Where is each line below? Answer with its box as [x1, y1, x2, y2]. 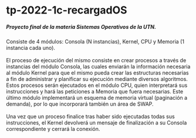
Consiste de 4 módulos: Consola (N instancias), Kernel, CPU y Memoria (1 [6, 38, 185, 45]
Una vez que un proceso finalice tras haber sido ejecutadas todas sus [6, 113, 175, 120]
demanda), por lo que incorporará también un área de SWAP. [6, 100, 154, 107]
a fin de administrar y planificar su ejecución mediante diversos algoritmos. [6, 76, 188, 83]
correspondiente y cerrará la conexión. [6, 126, 100, 133]
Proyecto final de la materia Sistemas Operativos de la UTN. [6, 23, 157, 30]
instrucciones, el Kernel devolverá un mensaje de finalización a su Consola [6, 119, 187, 126]
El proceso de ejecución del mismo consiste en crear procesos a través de [6, 57, 187, 64]
